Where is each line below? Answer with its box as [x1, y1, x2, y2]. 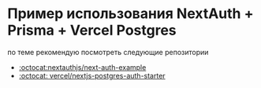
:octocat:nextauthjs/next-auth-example [18, 62, 147, 71]
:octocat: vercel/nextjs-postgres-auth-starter [18, 71, 166, 80]
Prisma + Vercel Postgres [7, 21, 177, 39]
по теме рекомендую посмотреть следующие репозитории [7, 47, 209, 57]
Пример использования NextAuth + [7, 5, 254, 23]
